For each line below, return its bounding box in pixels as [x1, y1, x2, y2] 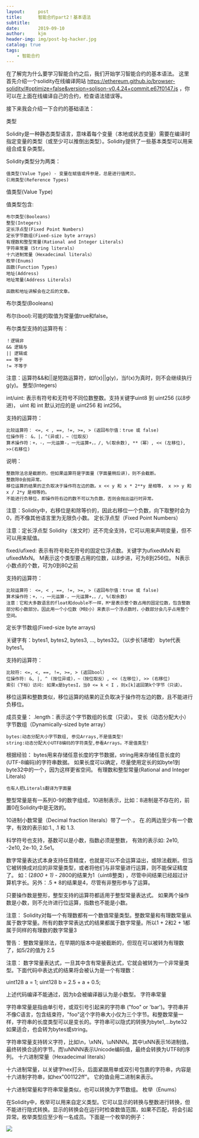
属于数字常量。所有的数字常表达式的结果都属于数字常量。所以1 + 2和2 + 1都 [6, 919, 191, 926]
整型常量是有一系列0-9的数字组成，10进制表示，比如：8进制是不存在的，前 [6, 796, 190, 803]
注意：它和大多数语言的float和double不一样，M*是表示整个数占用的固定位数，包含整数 [6, 600, 191, 606]
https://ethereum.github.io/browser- [87, 77, 176, 84]
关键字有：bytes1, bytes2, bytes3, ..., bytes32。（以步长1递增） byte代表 [6, 636, 181, 644]
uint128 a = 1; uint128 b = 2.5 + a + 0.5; [6, 978, 101, 985]
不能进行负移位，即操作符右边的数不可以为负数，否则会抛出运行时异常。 [6, 496, 156, 502]
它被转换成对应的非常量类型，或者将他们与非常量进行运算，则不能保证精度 [6, 864, 188, 871]
